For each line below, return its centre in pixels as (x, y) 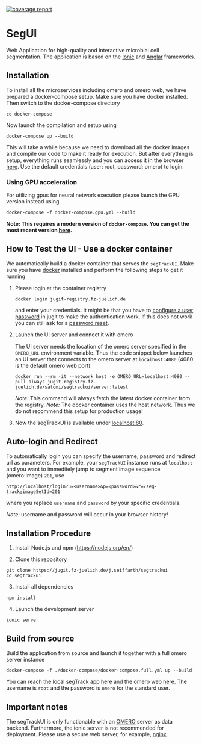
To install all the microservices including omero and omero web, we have (96, 90)
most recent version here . (39, 230)
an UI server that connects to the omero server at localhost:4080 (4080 (104, 359)
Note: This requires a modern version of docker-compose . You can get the (98, 224)
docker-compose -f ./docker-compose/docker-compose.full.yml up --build (99, 671)
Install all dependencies (44, 587)
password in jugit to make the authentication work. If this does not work (103, 317)
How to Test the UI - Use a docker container (89, 249)
